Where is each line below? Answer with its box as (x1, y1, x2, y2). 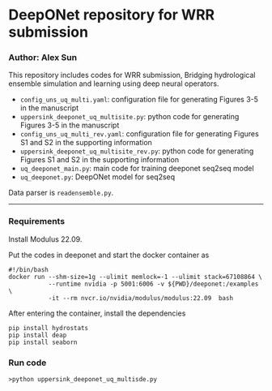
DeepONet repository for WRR (8, 6, 215, 24)
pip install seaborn (8, 338, 79, 346)
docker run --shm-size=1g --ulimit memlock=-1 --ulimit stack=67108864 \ (8, 273, 263, 281)
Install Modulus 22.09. (8, 234, 83, 244)
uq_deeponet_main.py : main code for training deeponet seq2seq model (19, 164, 254, 174)
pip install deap (8, 331, 67, 339)
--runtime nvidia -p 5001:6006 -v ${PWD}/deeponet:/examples (48, 280, 259, 288)
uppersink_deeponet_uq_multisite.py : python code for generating (19, 112, 240, 122)
